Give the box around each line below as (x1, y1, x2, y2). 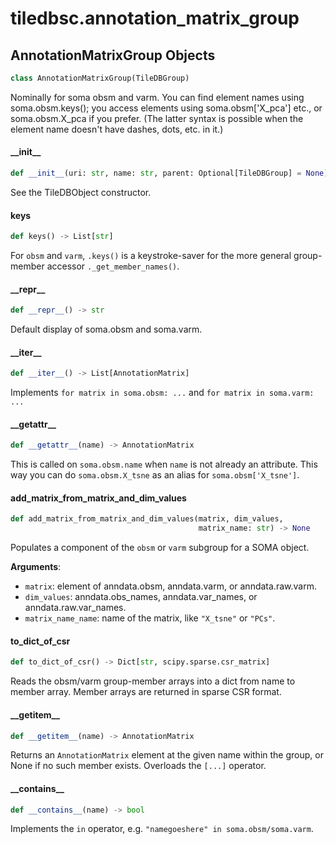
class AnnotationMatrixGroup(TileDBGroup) (10, 73, 190, 83)
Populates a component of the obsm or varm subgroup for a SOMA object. (10, 542, 310, 554)
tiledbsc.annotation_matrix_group (10, 7, 300, 30)
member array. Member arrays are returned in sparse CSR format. (10, 686, 282, 698)
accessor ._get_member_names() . (46, 260, 180, 272)
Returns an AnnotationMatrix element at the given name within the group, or (10, 749, 324, 761)
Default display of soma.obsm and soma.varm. (10, 323, 203, 336)
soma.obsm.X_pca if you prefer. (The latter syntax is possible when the (10, 112, 304, 124)
